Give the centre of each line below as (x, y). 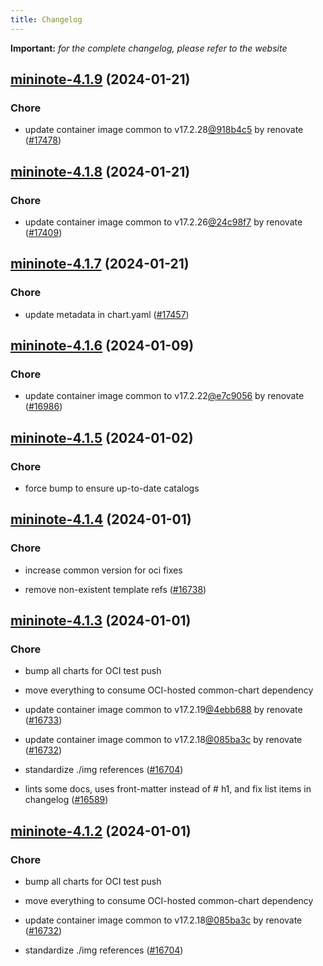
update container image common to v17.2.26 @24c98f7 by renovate (163, 222)
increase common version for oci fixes (103, 570)
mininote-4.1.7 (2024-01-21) (100, 264)
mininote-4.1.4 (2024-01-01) (101, 519)
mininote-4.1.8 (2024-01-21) (100, 171)
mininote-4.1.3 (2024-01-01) (101, 621)
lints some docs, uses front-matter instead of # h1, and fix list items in (168, 789)
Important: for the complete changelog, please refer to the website (149, 48)
